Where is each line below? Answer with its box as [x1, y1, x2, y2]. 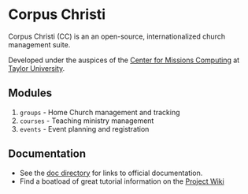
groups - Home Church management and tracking [19, 107, 180, 117]
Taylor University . [8, 63, 65, 73]
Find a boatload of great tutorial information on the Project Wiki [19, 176, 224, 186]
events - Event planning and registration [19, 124, 150, 133]
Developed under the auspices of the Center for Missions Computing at [8, 55, 240, 65]
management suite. [8, 39, 71, 49]
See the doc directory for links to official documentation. [19, 168, 203, 177]
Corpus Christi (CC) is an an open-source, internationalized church [8, 32, 226, 41]
